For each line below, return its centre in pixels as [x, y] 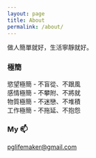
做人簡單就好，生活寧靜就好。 [50, 48]
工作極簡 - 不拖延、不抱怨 [44, 110]
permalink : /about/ [35, 27]
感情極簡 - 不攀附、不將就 [44, 92]
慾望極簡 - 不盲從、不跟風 [44, 84]
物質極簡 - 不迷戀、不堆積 [44, 101]
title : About [26, 20]
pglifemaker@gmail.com [42, 147]
